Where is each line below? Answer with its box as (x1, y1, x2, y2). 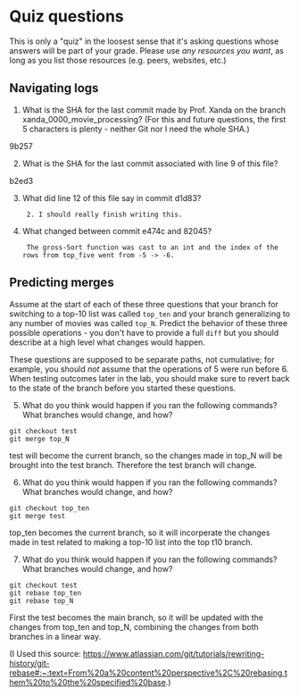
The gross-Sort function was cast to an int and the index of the (26, 243, 278, 252)
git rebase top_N (9, 596, 74, 605)
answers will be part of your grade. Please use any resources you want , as (9, 45, 284, 55)
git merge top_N (9, 434, 70, 443)
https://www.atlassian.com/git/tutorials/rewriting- (83, 648, 265, 658)
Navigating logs (9, 80, 99, 96)
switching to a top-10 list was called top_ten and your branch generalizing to (9, 308, 291, 319)
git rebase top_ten (9, 588, 82, 598)
